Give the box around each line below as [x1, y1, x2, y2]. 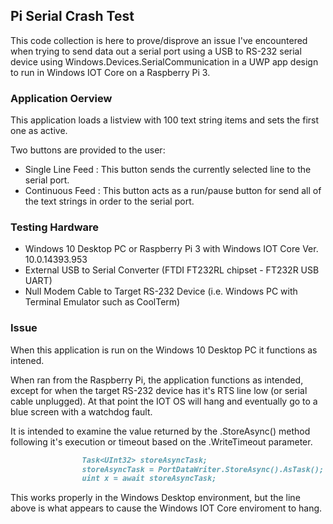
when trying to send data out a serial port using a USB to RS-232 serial [10, 45, 302, 57]
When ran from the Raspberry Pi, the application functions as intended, [10, 374, 304, 386]
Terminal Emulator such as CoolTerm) [24, 296, 181, 308]
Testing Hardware [10, 220, 100, 234]
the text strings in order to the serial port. [24, 195, 195, 208]
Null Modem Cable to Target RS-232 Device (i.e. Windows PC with [24, 285, 298, 298]
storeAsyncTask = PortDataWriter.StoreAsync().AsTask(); [81, 464, 325, 474]
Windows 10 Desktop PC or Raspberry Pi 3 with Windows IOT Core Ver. [24, 243, 319, 255]
